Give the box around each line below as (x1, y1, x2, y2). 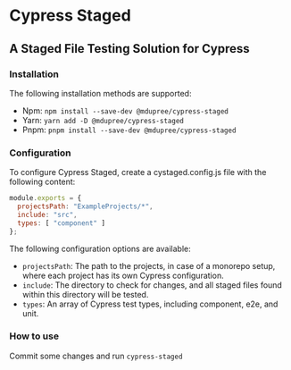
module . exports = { (9, 194, 82, 203)
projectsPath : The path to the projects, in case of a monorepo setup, (21, 260, 276, 271)
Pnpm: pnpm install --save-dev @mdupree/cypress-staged (21, 124, 237, 135)
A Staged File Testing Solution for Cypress (9, 41, 250, 56)
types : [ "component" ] (17, 218, 105, 228)
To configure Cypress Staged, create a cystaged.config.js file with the (9, 167, 267, 178)
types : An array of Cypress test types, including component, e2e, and (21, 299, 279, 309)
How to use (9, 330, 60, 342)
